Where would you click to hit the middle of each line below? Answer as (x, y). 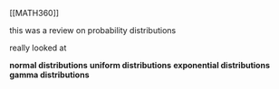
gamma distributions (49, 75)
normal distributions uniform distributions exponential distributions (139, 65)
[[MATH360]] (34, 13)
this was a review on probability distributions (93, 30)
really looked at (38, 48)
